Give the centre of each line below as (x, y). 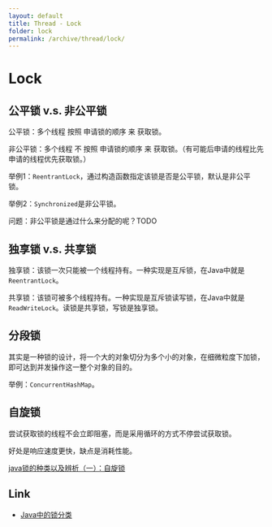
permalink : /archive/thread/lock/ (67, 39)
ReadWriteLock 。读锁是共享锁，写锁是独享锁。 (86, 308)
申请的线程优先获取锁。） (50, 159)
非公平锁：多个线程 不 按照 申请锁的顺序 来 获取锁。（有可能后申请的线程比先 (136, 149)
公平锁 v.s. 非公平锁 (58, 110)
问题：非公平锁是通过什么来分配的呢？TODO (83, 221)
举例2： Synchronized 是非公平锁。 (65, 204)
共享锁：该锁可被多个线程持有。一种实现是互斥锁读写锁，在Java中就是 (127, 298)
